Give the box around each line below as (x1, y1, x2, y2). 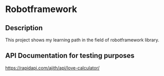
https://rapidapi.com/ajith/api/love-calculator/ (5, 64, 100, 71)
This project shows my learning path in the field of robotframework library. (5, 37, 159, 43)
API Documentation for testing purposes (5, 51, 135, 60)
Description (5, 24, 43, 32)
